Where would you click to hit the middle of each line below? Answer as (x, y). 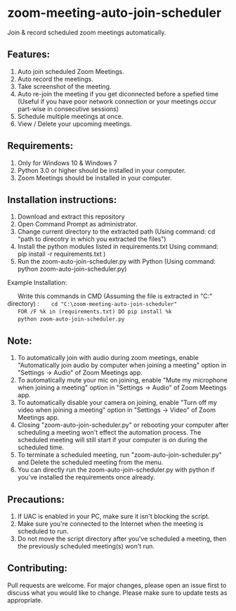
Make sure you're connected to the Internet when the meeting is (110, 524)
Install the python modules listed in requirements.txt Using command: (118, 247)
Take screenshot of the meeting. (64, 86)
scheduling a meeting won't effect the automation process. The (109, 432)
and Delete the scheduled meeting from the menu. (90, 463)
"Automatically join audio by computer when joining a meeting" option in (122, 365)
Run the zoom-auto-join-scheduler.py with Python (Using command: (117, 262)
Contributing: (38, 568)
